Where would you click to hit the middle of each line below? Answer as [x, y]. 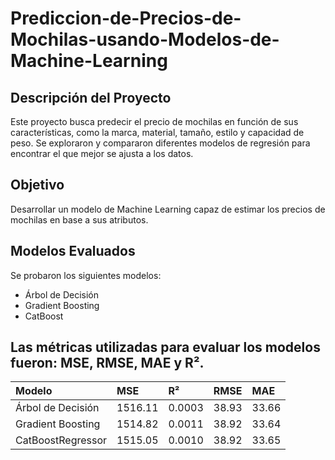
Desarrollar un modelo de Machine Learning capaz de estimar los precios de [168, 209]
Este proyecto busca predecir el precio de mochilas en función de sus [154, 121]
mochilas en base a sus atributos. [79, 219]
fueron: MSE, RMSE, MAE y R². [107, 363]
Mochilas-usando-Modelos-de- [145, 39]
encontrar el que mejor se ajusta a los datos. [102, 153]
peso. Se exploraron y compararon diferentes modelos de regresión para [160, 143]
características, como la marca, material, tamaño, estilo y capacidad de [157, 132]
